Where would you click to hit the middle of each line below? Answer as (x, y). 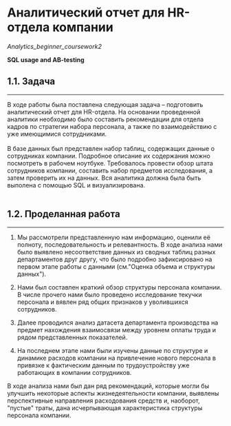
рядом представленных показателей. (72, 337)
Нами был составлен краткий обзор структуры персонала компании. (119, 287)
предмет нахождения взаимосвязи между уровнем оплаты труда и (117, 329)
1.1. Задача (31, 82)
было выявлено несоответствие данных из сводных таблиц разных (116, 252)
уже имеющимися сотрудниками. (57, 134)
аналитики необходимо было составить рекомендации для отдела (106, 119)
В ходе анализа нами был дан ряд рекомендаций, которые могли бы (108, 386)
